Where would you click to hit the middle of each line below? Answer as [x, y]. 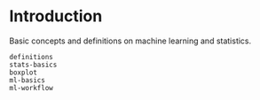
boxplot [24, 73]
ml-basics [28, 80]
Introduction [56, 16]
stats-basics [33, 65]
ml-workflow [31, 88]
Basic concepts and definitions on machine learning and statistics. [130, 41]
